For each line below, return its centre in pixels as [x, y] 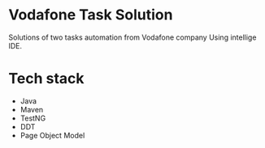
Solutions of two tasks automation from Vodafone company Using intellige [132, 37]
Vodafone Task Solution [91, 15]
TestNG [33, 118]
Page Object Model [52, 135]
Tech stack [46, 79]
